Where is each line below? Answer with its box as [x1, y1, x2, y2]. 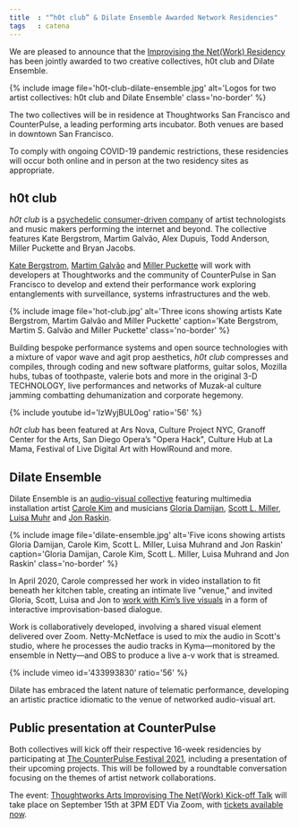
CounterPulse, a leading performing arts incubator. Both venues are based [9, 118, 284, 130]
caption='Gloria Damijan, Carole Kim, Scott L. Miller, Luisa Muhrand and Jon [9, 549, 289, 559]
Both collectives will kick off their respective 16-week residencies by [9, 744, 261, 755]
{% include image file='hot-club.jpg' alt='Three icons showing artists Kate [9, 306, 283, 317]
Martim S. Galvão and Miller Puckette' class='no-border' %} [9, 325, 231, 336]
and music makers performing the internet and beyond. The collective [9, 224, 267, 235]
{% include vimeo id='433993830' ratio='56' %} [9, 668, 188, 679]
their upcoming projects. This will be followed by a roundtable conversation [9, 763, 287, 773]
